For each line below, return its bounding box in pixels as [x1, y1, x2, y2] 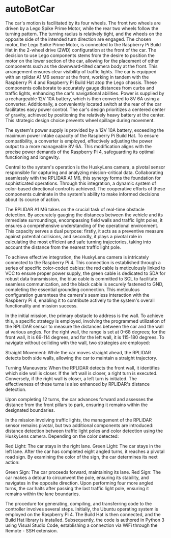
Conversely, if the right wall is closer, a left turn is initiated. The [5, 375, 137, 382]
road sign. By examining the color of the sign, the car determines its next [5, 454, 158, 460]
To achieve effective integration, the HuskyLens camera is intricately [5, 254, 149, 260]
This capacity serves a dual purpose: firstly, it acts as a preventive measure [5, 228, 164, 234]
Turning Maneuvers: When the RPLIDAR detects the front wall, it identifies [5, 364, 160, 371]
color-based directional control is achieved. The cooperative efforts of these [5, 185, 165, 191]
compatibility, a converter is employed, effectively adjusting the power [5, 138, 153, 144]
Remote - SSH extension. [5, 527, 58, 533]
